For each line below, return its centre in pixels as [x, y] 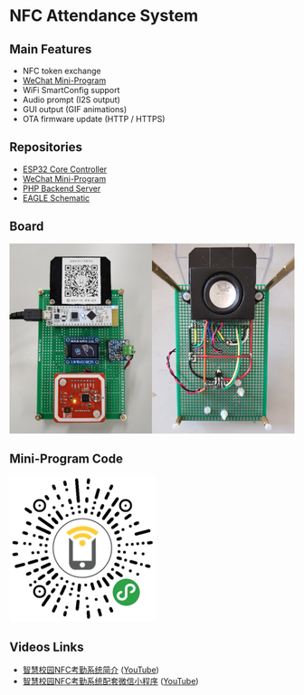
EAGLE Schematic [56, 198]
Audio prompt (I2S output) [71, 100]
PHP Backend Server [62, 188]
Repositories [46, 147]
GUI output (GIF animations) [75, 109]
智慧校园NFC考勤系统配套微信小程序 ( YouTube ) [110, 681]
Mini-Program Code [66, 459]
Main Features [51, 49]
